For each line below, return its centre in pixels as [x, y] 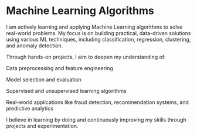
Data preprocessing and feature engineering [60, 68]
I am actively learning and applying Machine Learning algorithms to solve [94, 27]
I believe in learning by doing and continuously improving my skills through [96, 120]
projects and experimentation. [42, 126]
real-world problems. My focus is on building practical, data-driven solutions [98, 33]
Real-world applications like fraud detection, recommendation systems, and [97, 102]
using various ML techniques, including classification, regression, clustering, [98, 39]
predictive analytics [30, 108]
